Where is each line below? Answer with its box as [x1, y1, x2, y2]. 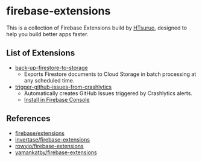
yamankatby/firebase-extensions [14, 149, 98, 156]
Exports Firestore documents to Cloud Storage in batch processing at [24, 70, 197, 78]
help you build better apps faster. [6, 30, 89, 37]
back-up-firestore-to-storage [14, 64, 89, 71]
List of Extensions [6, 48, 75, 58]
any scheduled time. [24, 76, 75, 84]
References [6, 113, 51, 124]
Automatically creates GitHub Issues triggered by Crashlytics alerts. [24, 89, 193, 97]
